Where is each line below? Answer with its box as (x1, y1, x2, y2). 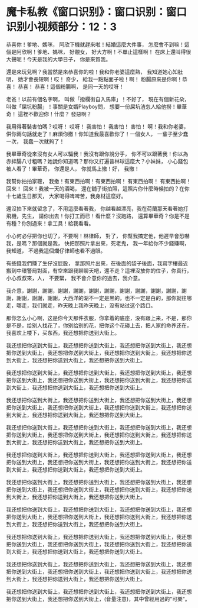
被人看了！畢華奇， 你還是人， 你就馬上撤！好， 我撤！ (6, 165, 140, 172)
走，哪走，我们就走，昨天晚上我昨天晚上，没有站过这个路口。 (6, 302, 156, 309)
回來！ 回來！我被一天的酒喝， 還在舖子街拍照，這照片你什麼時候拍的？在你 (6, 185, 190, 192)
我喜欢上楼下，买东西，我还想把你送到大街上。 (6, 329, 120, 336)
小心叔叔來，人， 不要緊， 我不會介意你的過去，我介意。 (6, 274, 143, 282)
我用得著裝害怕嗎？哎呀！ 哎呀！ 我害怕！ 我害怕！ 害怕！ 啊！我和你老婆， (6, 122, 189, 130)
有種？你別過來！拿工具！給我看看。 (6, 219, 94, 227)
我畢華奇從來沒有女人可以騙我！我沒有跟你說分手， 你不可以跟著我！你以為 (6, 150, 189, 157)
